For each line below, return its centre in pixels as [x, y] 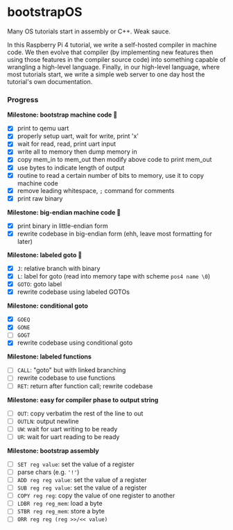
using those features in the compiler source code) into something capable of [116, 59]
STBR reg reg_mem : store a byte [61, 511]
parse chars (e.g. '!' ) [48, 472]
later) [25, 241]
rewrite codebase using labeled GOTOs [74, 292]
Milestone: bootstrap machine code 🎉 [62, 115]
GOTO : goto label [40, 284]
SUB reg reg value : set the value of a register [82, 488]
